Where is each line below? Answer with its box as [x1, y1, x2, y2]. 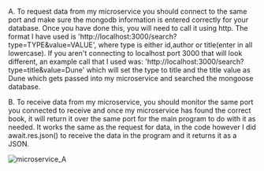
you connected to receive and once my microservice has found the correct [8, 106, 251, 115]
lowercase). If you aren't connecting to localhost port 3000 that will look [8, 49, 243, 58]
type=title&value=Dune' [8, 65, 85, 74]
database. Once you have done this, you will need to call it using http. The [8, 24, 248, 32]
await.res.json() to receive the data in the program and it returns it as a [8, 131, 237, 140]
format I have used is [8, 32, 76, 41]
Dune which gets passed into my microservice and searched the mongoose [8, 74, 254, 83]
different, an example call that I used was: [8, 57, 144, 66]
